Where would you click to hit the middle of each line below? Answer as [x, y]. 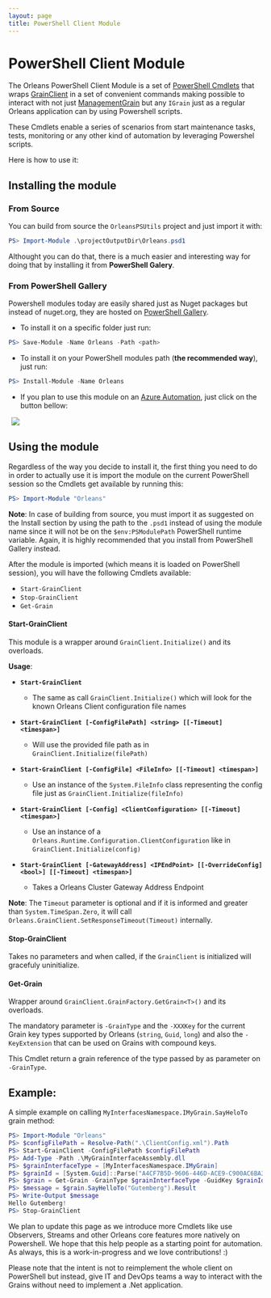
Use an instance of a [66, 831]
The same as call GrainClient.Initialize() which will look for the [142, 697]
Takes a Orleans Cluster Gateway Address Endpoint [118, 887]
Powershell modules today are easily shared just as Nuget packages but [128, 303]
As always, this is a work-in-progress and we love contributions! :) [118, 1252]
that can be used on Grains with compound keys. [135, 1043]
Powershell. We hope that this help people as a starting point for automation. [135, 1243]
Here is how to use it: [44, 160]
